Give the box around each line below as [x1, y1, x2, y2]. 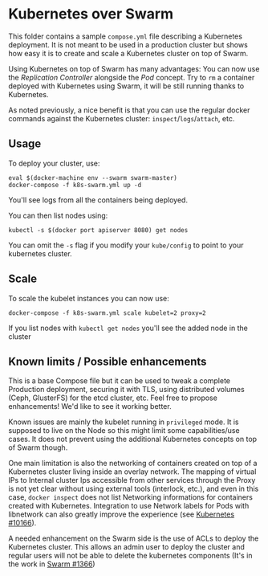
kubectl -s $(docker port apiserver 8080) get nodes [8, 226, 189, 234]
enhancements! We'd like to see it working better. [8, 402, 172, 411]
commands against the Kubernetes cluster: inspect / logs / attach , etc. [8, 113, 235, 123]
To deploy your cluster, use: [8, 158, 100, 168]
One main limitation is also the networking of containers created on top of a [8, 459, 258, 468]
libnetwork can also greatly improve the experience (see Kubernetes [8, 509, 235, 519]
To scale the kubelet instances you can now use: [8, 293, 170, 303]
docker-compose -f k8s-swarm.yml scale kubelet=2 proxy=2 [8, 308, 206, 317]
